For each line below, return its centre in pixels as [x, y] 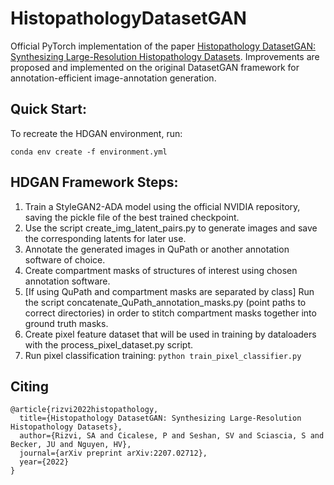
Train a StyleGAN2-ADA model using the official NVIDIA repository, [162, 206]
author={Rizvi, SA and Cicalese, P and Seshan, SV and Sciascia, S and [172, 436]
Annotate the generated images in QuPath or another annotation [157, 249]
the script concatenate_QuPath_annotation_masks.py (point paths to [165, 302]
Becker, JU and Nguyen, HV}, [71, 445]
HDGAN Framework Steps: [94, 182]
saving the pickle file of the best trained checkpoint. [132, 217]
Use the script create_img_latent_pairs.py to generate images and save [171, 228]
